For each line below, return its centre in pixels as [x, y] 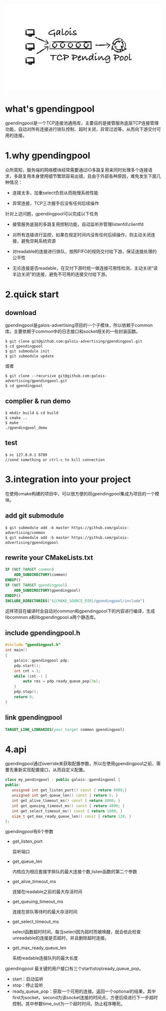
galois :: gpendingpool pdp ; [42, 660]
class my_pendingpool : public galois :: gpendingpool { [63, 780]
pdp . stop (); [26, 692]
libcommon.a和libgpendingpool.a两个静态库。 [52, 617]
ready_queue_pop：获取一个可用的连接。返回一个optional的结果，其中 [84, 991]
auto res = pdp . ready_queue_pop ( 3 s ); [62, 681]
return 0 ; [24, 697]
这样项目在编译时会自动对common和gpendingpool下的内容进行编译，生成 [80, 611]
